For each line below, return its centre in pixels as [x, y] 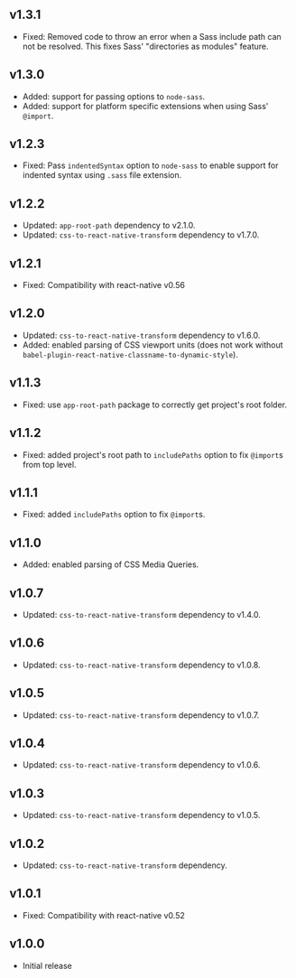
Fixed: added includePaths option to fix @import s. [114, 515]
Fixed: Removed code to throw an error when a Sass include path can [152, 36]
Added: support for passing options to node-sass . [114, 96]
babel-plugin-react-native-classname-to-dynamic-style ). [130, 354]
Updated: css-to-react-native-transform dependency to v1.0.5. [141, 815]
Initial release [47, 965]
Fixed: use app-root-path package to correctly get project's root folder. [154, 405]
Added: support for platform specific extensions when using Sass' [145, 106]
